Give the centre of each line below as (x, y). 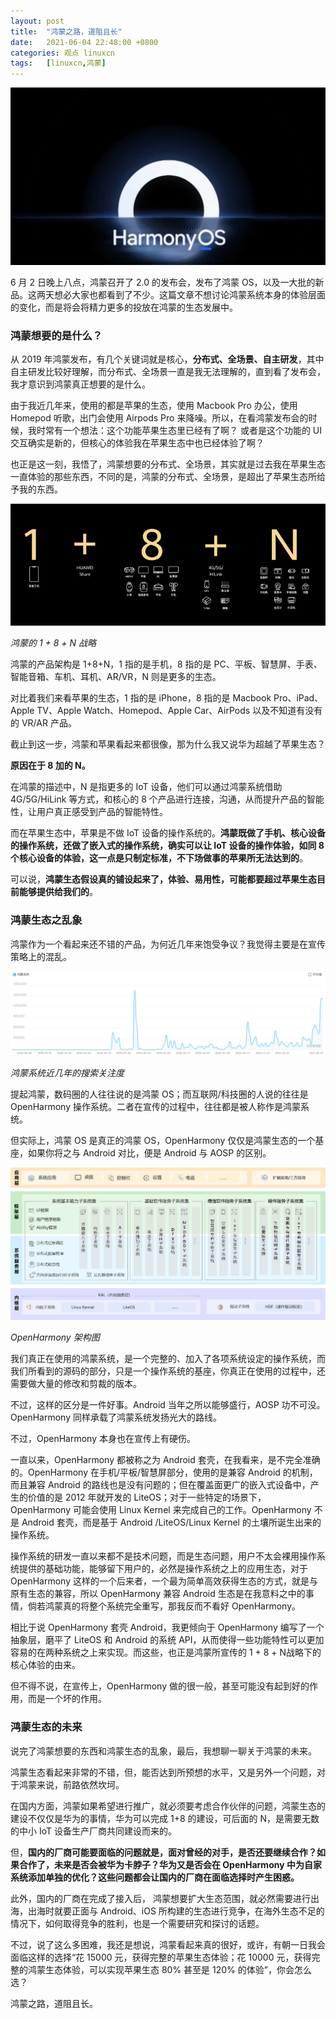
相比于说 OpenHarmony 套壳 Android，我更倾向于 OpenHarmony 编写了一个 (167, 1627)
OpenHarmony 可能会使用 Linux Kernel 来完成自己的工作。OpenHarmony (161, 1510)
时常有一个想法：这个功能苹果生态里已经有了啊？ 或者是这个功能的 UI (179, 430)
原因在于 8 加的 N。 (50, 766)
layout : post (37, 21)
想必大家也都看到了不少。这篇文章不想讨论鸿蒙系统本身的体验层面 (189, 294)
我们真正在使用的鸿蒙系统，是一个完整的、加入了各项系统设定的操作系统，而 (168, 1359)
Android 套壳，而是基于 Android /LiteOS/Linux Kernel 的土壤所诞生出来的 (171, 1522)
